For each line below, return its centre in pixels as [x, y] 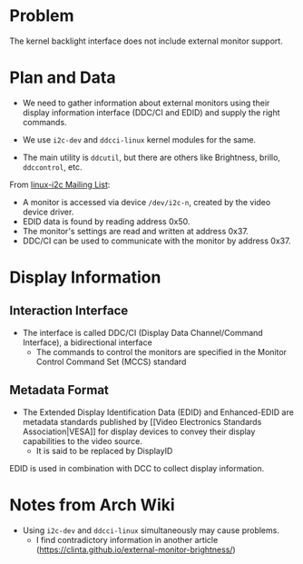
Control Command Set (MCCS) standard [111, 361]
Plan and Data [63, 78]
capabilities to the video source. [82, 440]
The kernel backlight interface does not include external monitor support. [146, 41]
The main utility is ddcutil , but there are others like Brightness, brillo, [151, 157]
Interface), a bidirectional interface [87, 342]
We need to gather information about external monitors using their [146, 103]
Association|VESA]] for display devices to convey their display [139, 431]
